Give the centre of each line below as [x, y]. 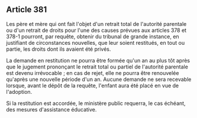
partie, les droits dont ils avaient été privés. [59, 49]
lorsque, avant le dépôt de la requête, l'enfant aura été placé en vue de [93, 86]
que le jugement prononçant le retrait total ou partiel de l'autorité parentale [97, 67]
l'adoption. [19, 91]
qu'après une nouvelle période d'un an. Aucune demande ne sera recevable [99, 79]
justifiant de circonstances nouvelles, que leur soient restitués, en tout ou [96, 42]
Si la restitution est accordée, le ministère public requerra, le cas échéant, [96, 103]
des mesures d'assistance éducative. [51, 109]
